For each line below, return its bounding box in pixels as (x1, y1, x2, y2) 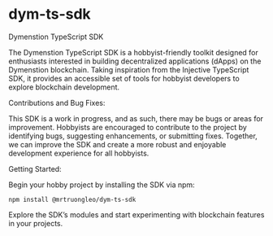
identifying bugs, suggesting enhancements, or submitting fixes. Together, (8, 131, 258, 141)
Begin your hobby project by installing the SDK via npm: (8, 180, 195, 190)
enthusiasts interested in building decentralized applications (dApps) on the (8, 56, 262, 66)
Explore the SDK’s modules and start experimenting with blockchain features (8, 209, 265, 220)
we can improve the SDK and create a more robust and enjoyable (8, 139, 227, 149)
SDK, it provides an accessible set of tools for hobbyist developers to (8, 73, 240, 83)
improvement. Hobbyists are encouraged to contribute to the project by (8, 122, 248, 132)
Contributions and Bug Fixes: (8, 98, 106, 107)
